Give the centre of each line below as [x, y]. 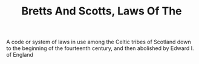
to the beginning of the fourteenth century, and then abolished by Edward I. [100, 48]
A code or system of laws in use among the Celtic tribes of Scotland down [99, 42]
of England [20, 55]
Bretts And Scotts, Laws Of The [102, 11]
